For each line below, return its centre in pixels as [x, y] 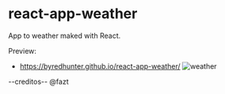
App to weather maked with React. [65, 36]
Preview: [23, 51]
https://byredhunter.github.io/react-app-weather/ [100, 66]
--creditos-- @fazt [38, 81]
